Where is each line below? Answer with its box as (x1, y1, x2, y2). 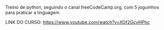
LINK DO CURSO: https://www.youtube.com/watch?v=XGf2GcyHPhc (5, 19, 150, 25)
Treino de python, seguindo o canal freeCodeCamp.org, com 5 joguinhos (5, 4, 159, 10)
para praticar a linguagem (5, 9, 60, 15)
